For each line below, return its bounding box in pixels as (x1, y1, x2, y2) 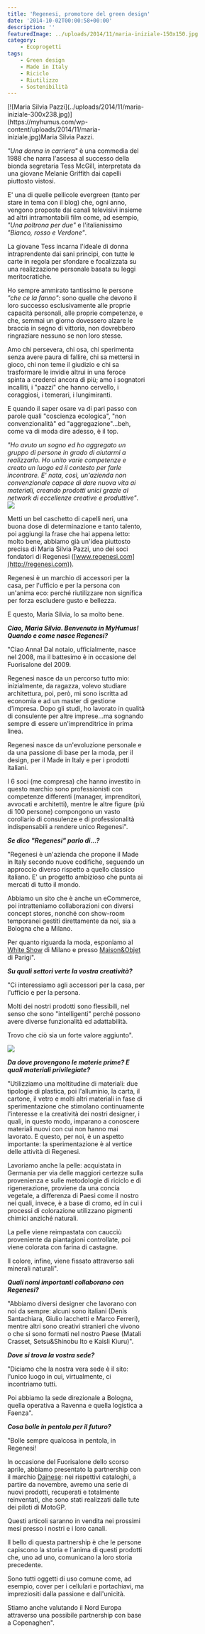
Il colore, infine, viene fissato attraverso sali (7, 1256, 135, 1266)
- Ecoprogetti (20, 43, 62, 50)
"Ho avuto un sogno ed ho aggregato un (7, 441, 126, 449)
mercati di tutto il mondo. (7, 880, 81, 889)
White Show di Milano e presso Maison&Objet (7, 946, 140, 954)
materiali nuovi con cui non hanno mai (7, 1125, 118, 1133)
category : (7, 37, 37, 44)
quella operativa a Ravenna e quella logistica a (7, 1401, 143, 1410)
